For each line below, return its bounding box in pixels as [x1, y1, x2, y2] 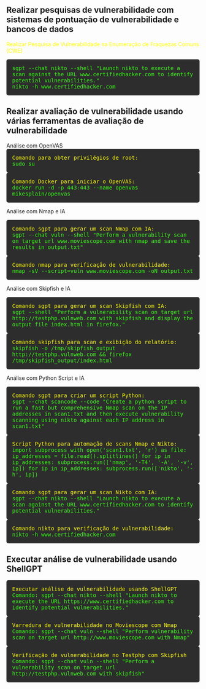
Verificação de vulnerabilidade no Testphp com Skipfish [12, 652, 187, 659]
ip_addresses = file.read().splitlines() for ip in [12, 452, 171, 460]
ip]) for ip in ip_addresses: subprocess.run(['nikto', [12, 465, 184, 472]
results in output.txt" [12, 243, 84, 251]
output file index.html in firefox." [12, 321, 126, 328]
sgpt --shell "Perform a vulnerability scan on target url [12, 309, 194, 315]
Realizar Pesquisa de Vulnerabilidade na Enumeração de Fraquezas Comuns [6, 40, 199, 48]
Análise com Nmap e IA [6, 207, 66, 215]
